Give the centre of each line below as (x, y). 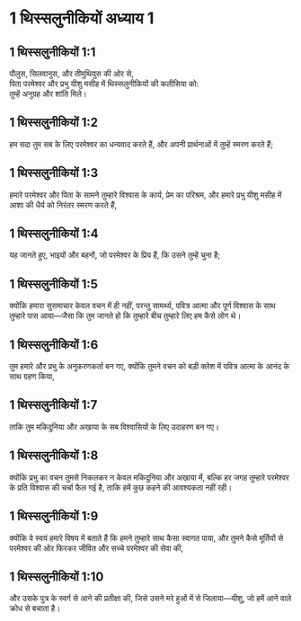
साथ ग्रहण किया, (32, 377)
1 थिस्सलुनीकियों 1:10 (57, 577)
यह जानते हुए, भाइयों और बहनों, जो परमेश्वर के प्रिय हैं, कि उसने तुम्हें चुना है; (115, 255)
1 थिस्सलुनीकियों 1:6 (54, 345)
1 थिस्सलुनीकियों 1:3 (54, 173)
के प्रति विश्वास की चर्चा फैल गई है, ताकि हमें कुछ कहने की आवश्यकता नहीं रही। (121, 487)
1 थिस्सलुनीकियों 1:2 (54, 123)
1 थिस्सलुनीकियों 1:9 (54, 516)
